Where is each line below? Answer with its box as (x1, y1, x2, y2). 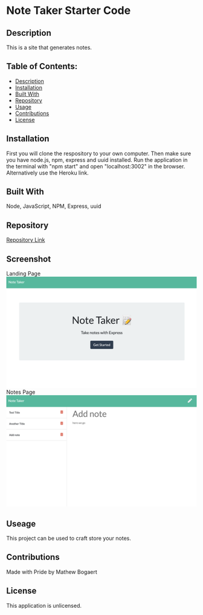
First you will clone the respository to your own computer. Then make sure (6, 150, 192, 157)
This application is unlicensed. (6, 602, 82, 609)
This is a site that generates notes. (6, 44, 92, 51)
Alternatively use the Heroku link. (6, 169, 89, 176)
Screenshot (6, 254, 51, 264)
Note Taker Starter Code (6, 4, 131, 18)
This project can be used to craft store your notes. (6, 534, 131, 542)
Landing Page (6, 270, 41, 278)
